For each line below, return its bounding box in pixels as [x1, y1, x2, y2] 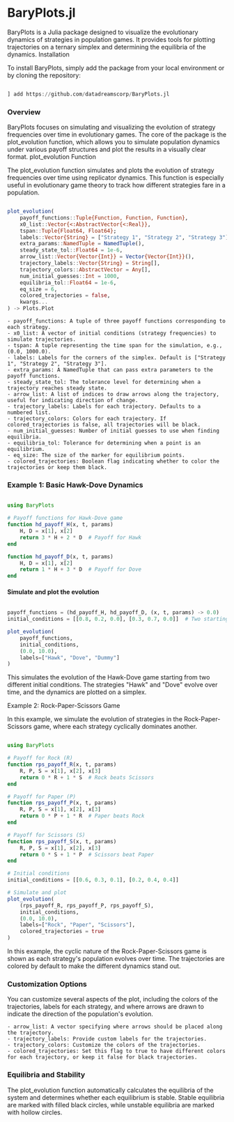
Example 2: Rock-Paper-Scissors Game [7, 702, 120, 710]
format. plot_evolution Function [7, 153, 96, 161]
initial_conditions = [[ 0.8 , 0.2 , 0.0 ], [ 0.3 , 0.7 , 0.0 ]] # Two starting [7, 615, 229, 623]
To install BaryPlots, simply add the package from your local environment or [7, 63, 225, 72]
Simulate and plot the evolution [7, 587, 100, 596]
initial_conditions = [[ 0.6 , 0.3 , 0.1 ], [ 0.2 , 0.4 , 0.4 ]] [7, 877, 179, 884]
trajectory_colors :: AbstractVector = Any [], [19, 266, 151, 273]
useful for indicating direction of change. [7, 397, 139, 404]
